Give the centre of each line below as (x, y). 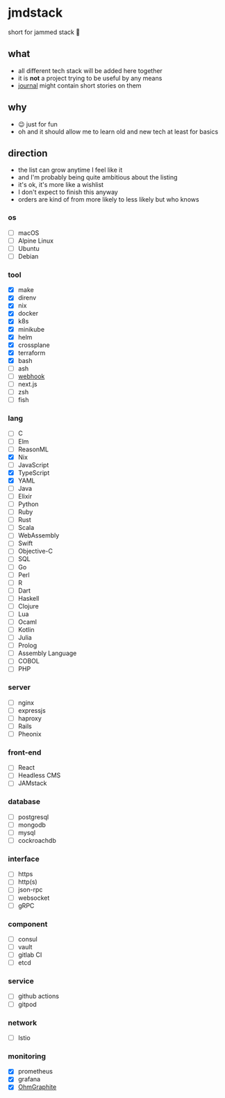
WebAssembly (39, 535)
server (19, 688)
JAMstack (32, 783)
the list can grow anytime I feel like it (70, 170)
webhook (31, 376)
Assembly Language (47, 653)
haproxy (30, 718)
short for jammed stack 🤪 (44, 32)
